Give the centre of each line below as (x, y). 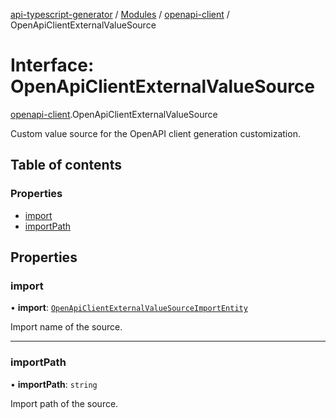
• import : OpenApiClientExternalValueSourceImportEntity (129, 308)
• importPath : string (54, 384)
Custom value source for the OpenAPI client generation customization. (155, 133)
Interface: (52, 65)
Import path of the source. (64, 403)
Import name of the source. (66, 327)
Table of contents (66, 165)
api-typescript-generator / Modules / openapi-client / (120, 14)
